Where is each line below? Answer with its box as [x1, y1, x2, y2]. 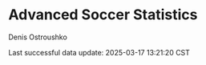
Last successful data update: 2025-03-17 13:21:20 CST [8, 47, 191, 57]
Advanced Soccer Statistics [8, 6, 198, 24]
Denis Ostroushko [8, 32, 68, 42]
